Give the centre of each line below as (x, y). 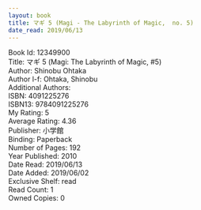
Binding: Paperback (40, 140)
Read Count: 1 (31, 189)
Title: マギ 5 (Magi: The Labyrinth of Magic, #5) (85, 62)
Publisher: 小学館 (36, 130)
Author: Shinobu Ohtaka (47, 71)
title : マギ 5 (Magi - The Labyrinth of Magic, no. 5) (101, 23)
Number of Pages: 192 (45, 148)
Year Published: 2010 (43, 156)
